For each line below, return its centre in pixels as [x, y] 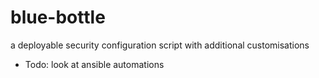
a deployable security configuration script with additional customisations [160, 45]
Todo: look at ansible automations [94, 64]
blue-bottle [58, 17]
